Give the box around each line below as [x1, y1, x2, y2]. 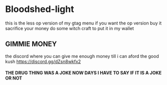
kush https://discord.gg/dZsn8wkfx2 [5, 58, 81, 64]
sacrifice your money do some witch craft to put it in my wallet [5, 25, 134, 31]
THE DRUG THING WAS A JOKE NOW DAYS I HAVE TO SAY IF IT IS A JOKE [5, 70, 162, 76]
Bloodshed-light [5, 3, 74, 15]
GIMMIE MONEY [5, 40, 57, 48]
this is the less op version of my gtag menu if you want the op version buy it [5, 20, 162, 26]
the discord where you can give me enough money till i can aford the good [5, 53, 159, 59]
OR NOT [5, 75, 23, 81]
